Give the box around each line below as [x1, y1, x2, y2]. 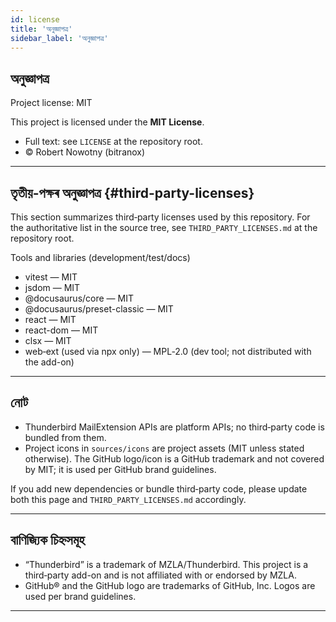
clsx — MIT [24, 335, 72, 346]
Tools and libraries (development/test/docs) [10, 252, 191, 263]
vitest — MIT [24, 271, 78, 283]
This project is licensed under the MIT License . [10, 116, 205, 128]
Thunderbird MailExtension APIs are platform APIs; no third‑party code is [24, 421, 325, 433]
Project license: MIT [10, 97, 93, 109]
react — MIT [24, 314, 77, 325]
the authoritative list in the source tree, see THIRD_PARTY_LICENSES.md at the [10, 222, 318, 233]
